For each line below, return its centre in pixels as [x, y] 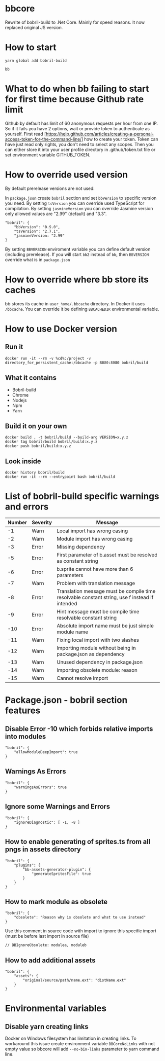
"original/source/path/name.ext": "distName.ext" [74, 980]
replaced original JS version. [34, 27]
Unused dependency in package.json [100, 662]
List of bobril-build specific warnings [82, 496]
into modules [26, 736]
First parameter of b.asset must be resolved [107, 555]
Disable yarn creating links [47, 1026]
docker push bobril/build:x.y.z [38, 446]
